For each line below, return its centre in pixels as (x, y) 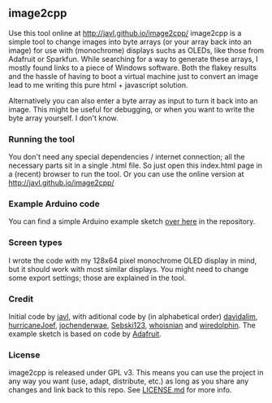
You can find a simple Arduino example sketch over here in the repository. (132, 221)
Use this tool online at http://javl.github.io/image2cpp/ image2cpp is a (125, 33)
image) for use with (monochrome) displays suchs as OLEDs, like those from (136, 50)
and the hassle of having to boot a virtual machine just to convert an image (133, 76)
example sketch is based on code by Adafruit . (85, 334)
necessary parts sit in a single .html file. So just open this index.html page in (135, 165)
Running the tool (42, 139)
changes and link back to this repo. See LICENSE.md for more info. (120, 390)
